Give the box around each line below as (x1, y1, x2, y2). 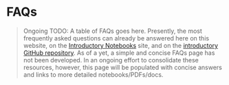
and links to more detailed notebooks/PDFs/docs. (23, 70, 164, 79)
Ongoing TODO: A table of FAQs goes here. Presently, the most (23, 27, 202, 35)
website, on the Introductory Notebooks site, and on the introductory (23, 41, 218, 49)
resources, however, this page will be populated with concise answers (23, 63, 223, 71)
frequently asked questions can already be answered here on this (23, 34, 210, 42)
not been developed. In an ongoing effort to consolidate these (23, 56, 199, 64)
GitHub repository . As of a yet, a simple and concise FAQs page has (23, 49, 215, 57)
